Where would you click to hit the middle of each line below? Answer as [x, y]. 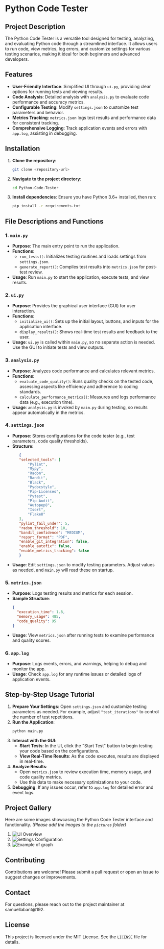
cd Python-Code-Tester [35, 188]
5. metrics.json [23, 583]
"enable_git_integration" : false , [54, 542]
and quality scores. [31, 640]
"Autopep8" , [40, 505]
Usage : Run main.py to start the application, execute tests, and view [81, 277]
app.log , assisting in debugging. [45, 133]
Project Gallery [28, 808]
